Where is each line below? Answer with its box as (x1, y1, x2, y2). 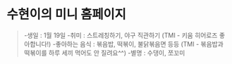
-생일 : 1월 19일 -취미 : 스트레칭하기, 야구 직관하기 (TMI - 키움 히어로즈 (23, 31, 218, 39)
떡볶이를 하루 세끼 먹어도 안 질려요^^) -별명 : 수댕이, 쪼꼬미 (23, 49, 185, 57)
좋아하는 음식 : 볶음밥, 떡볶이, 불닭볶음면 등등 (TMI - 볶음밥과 (55, 39, 224, 48)
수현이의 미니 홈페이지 (6, 6, 126, 23)
